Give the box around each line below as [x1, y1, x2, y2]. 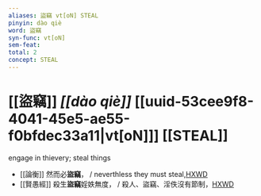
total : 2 [8, 48, 37, 56]
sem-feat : [8, 41, 41, 49]
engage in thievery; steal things [8, 152, 111, 163]
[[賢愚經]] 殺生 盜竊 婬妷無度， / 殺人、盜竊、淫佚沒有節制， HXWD [19, 179, 234, 189]
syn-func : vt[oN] [8, 33, 66, 42]
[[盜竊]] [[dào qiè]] [8, 93, 132, 111]
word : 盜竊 [8, 26, 42, 34]
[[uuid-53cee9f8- [134, 93, 254, 111]
